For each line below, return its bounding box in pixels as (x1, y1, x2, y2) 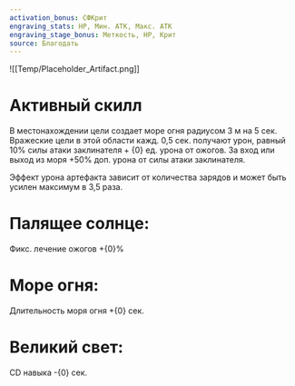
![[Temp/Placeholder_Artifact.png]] (9, 64, 141, 74)
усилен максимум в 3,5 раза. (9, 182, 123, 193)
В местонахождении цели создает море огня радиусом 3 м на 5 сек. (9, 125, 278, 136)
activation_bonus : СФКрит (9, 13, 107, 23)
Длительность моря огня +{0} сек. (9, 305, 145, 316)
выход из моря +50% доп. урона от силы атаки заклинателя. (9, 154, 246, 165)
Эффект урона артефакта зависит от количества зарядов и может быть (9, 172, 287, 183)
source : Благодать (9, 38, 79, 48)
